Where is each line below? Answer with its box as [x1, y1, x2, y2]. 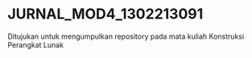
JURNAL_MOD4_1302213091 [7, 5, 204, 23]
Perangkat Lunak [7, 39, 64, 49]
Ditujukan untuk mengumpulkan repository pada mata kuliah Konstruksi [7, 31, 245, 41]
